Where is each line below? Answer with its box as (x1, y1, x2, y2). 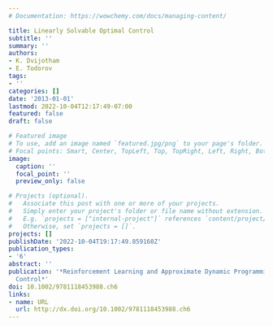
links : (8, 290, 31, 298)
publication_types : (8, 245, 75, 253)
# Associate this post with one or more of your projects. (8, 200, 220, 208)
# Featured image (8, 132, 67, 141)
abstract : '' (8, 260, 53, 268)
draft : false (8, 117, 53, 126)
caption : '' (15, 162, 57, 171)
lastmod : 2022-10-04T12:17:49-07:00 (8, 102, 132, 111)
